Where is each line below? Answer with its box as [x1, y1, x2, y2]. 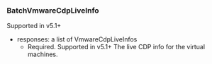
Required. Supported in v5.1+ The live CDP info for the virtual [27, 43, 206, 51]
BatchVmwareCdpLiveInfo [6, 6, 100, 15]
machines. [27, 50, 58, 58]
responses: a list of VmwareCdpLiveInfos [16, 35, 138, 44]
